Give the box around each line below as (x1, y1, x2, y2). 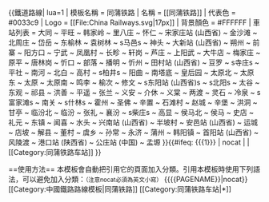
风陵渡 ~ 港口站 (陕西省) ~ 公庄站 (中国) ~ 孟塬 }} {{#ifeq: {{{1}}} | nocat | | (8, 137, 250, 147)
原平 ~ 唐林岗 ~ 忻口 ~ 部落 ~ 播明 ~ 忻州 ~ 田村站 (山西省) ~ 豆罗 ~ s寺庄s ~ (8, 57, 260, 67)
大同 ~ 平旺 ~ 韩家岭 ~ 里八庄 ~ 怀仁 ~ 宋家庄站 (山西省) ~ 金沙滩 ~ (38, 28, 258, 37)
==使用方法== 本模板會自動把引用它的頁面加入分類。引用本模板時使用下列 (8, 164, 254, 174)
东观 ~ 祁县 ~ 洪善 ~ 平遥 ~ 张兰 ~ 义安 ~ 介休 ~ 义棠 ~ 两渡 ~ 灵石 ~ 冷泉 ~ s (8, 88, 261, 97)
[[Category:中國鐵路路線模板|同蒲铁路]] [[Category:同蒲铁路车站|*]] (8, 184, 232, 194)
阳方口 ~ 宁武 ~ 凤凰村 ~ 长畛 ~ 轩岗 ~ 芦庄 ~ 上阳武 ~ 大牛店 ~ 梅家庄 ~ (23, 48, 261, 57)
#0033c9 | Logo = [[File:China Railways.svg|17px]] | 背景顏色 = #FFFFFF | (8, 18, 251, 27)
